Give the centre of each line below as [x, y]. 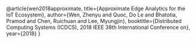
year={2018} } [23, 34]
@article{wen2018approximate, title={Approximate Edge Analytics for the [96, 9]
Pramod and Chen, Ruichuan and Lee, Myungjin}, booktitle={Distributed [94, 21]
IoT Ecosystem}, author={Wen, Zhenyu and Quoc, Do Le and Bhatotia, [92, 15]
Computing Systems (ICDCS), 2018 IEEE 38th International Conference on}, [98, 27]
